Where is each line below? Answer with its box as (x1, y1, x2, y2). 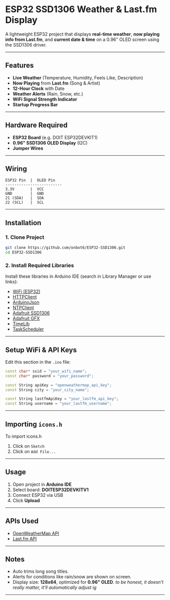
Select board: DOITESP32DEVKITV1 (12, 487, 89, 493)
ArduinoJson (12, 299, 39, 306)
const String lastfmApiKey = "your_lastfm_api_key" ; (5, 396, 119, 402)
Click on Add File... (12, 448, 56, 454)
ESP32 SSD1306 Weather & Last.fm (5, 4, 157, 15)
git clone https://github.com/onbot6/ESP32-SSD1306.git (5, 245, 125, 250)
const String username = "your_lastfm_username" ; (5, 401, 112, 406)
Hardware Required (5, 121, 68, 130)
